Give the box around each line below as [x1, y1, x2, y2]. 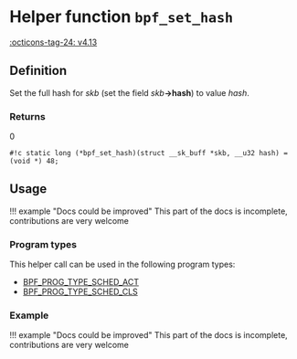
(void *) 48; [9, 157, 59, 166]
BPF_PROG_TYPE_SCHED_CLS [22, 286, 139, 298]
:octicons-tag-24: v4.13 [9, 37, 98, 48]
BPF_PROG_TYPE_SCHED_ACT [22, 277, 140, 288]
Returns [9, 110, 46, 122]
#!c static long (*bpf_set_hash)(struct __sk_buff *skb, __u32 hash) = [9, 149, 288, 158]
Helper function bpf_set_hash [9, 6, 234, 27]
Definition [9, 63, 67, 79]
